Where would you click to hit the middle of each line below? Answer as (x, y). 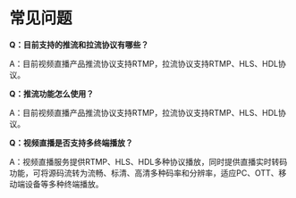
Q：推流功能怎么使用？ (51, 94)
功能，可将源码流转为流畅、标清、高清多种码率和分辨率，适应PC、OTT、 (144, 173)
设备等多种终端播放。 (64, 184)
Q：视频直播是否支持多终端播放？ (71, 143)
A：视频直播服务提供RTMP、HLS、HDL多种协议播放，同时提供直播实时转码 (148, 161)
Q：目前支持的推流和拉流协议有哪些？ (79, 45)
